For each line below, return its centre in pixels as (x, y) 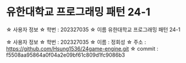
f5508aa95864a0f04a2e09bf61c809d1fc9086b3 (66, 55)
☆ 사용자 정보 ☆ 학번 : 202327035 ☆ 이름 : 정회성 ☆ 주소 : (76, 42)
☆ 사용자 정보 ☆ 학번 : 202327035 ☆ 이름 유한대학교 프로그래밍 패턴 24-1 (93, 29)
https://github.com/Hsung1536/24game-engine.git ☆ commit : (82, 48)
